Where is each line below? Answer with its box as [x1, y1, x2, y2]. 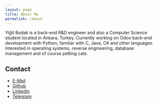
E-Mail [12, 78, 26, 84]
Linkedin [12, 88, 30, 94]
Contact [5, 65, 31, 73]
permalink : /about [5, 16, 43, 21]
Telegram [12, 94, 32, 100]
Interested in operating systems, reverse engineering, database [5, 45, 134, 52]
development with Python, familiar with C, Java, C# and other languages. [5, 40, 154, 46]
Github [12, 83, 26, 89]
